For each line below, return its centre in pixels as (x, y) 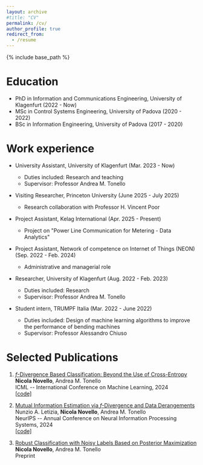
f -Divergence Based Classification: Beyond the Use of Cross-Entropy (101, 374)
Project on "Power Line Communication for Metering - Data (98, 230)
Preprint (25, 455)
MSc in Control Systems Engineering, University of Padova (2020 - (98, 111)
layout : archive (27, 12)
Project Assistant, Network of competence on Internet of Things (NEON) (105, 248)
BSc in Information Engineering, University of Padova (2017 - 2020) (99, 124)
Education (32, 82)
